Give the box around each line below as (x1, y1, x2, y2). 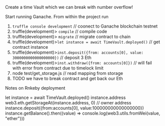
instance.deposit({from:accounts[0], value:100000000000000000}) (5, 105, 144, 111)
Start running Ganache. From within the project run (5, 14, 109, 19)
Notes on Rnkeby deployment (5, 85, 66, 91)
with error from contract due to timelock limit (12, 65, 104, 71)
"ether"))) (5, 116, 25, 121)
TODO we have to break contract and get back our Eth (12, 76, 124, 81)
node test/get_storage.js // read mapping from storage (12, 70, 124, 76)
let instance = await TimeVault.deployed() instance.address (5, 94, 126, 100)
